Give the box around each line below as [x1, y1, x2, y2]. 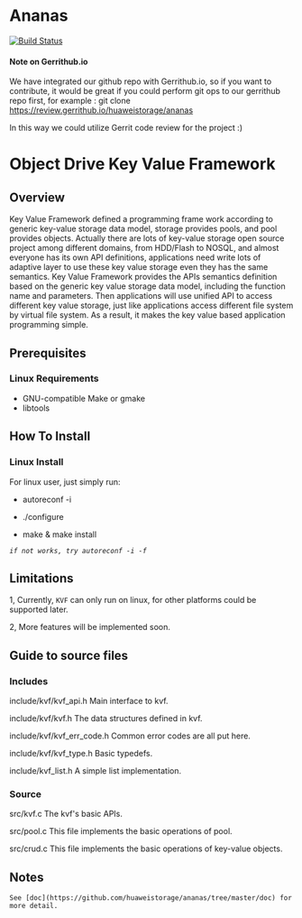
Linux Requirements [9, 372, 99, 385]
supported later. [9, 604, 69, 615]
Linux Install [9, 456, 64, 468]
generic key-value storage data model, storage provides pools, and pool [9, 223, 278, 235]
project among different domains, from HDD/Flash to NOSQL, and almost [9, 243, 279, 254]
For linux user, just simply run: [9, 476, 121, 487]
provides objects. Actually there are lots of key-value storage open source [9, 233, 285, 244]
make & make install [22, 529, 97, 540]
